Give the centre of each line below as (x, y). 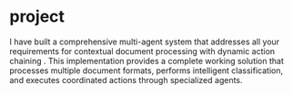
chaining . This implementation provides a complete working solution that (147, 61)
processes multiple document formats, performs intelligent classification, (146, 70)
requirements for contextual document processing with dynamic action (142, 51)
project (37, 17)
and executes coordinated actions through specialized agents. (126, 80)
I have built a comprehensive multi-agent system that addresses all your (145, 42)
